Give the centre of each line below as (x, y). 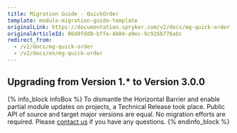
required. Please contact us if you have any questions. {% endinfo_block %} (118, 122)
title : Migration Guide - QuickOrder (63, 14)
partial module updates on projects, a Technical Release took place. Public (116, 106)
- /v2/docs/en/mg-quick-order (58, 54)
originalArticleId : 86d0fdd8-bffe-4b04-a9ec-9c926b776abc (95, 34)
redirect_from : (30, 40)
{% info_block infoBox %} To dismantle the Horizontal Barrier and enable (114, 99)
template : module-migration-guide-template (73, 21)
